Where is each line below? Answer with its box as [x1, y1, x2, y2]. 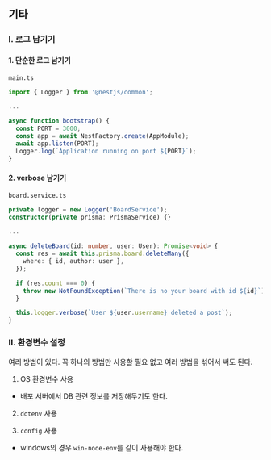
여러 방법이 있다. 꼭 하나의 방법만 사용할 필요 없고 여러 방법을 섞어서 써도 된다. [8, 357, 253, 366]
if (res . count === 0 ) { [15, 279, 95, 287]
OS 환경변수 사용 [19, 374, 74, 383]
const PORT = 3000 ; [15, 124, 81, 133]
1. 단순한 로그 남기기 [8, 55, 71, 65]
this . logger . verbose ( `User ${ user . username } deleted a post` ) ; [15, 309, 232, 317]
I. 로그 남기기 [8, 34, 56, 45]
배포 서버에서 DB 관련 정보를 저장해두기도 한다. [19, 391, 168, 401]
